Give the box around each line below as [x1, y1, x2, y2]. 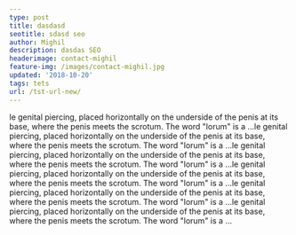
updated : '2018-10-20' [9, 71, 93, 80]
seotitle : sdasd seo [9, 29, 86, 38]
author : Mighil [9, 37, 66, 47]
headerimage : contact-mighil [9, 54, 117, 63]
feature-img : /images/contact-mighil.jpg [9, 63, 165, 72]
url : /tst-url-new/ [9, 87, 82, 96]
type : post [9, 12, 50, 22]
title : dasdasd [9, 21, 66, 30]
